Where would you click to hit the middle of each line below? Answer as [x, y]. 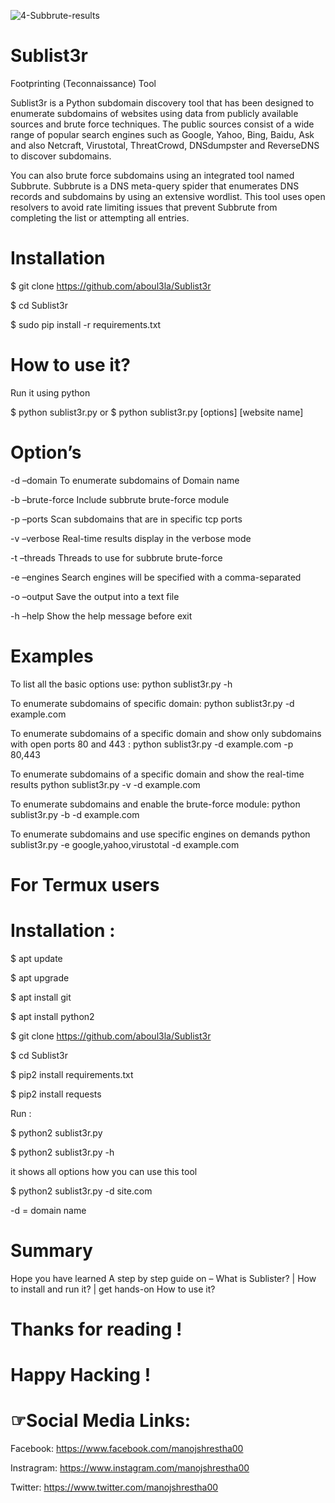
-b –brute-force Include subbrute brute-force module [120, 499]
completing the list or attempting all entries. [100, 217]
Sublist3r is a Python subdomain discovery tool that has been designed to [162, 102]
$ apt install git [41, 997]
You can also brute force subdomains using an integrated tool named [152, 175]
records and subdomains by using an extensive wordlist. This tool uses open [168, 196]
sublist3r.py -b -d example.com [75, 814]
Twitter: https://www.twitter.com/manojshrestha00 [114, 1487]
